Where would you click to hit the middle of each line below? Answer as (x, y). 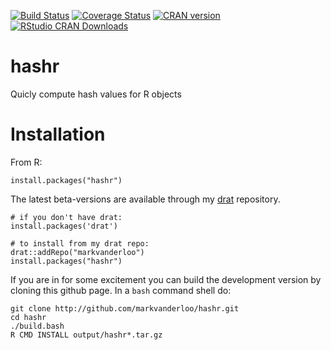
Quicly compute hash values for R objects (96, 94)
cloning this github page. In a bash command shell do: (121, 290)
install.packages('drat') (64, 226)
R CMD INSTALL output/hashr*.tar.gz (86, 335)
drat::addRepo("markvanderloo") (77, 252)
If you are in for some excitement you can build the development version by (166, 279)
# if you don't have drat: (66, 217)
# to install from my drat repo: (80, 243)
